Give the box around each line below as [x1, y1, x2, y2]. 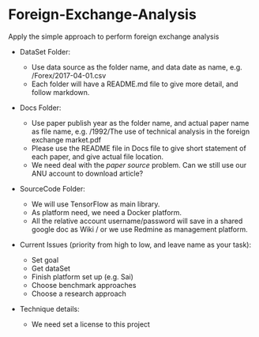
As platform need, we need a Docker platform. [31, 207, 182, 217]
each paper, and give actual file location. [31, 152, 164, 161]
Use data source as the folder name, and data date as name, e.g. [31, 62, 242, 72]
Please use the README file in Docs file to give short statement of [31, 143, 246, 153]
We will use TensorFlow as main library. [31, 199, 160, 209]
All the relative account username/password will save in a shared [31, 216, 243, 225]
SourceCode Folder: [19, 184, 85, 193]
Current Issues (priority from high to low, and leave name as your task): [19, 240, 251, 249]
